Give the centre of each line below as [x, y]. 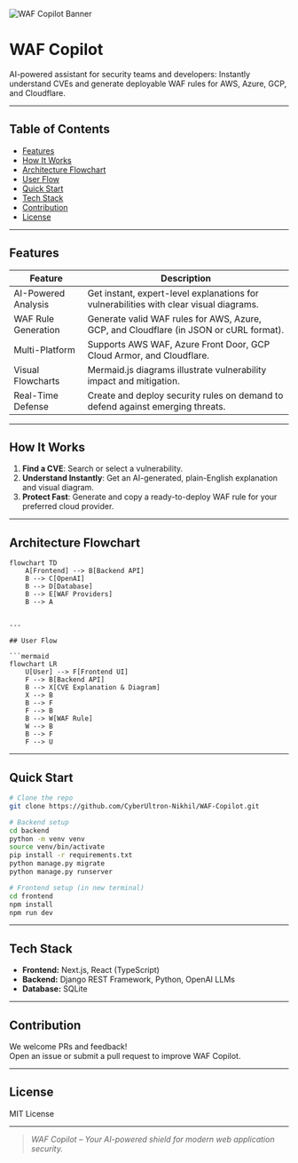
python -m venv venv [47, 839]
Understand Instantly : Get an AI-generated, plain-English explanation [149, 478]
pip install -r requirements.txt [71, 856]
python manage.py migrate [57, 864]
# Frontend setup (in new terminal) [77, 888]
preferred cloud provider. [68, 506]
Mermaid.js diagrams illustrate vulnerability [177, 370]
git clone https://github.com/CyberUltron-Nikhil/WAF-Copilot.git [134, 806]
